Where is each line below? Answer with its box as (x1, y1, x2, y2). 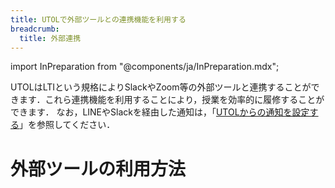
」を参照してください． (19, 119, 116, 131)
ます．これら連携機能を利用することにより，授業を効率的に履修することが (18, 94, 325, 106)
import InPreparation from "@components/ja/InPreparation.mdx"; (10, 61, 280, 73)
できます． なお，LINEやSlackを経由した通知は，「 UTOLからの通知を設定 (10, 106, 310, 118)
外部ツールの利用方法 (10, 157, 187, 180)
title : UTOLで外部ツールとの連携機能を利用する (10, 14, 187, 25)
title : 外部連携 (19, 33, 82, 43)
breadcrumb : (10, 24, 60, 34)
